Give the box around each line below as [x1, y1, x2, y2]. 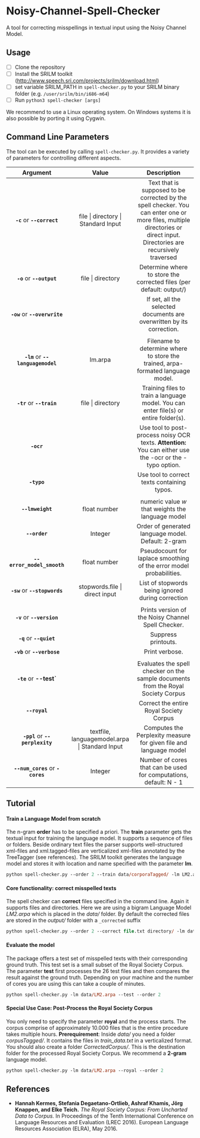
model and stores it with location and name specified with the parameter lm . [6, 860, 193, 867]
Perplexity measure [136, 731, 191, 739]
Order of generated [136, 522, 190, 530]
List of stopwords [139, 578, 188, 587]
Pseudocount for [140, 547, 187, 555]
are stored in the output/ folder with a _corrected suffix [6, 917, 141, 924]
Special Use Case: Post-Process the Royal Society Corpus [6, 1005, 153, 1012]
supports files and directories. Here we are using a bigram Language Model [6, 904, 192, 912]
